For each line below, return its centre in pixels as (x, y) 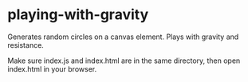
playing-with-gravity (78, 15)
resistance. (26, 45)
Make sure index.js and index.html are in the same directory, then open (124, 61)
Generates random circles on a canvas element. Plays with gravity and (123, 37)
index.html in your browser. (52, 68)
